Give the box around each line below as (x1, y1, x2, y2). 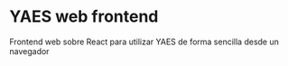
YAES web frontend (9, 6, 159, 27)
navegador (9, 45, 50, 56)
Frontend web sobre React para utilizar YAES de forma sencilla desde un (9, 36, 280, 47)
